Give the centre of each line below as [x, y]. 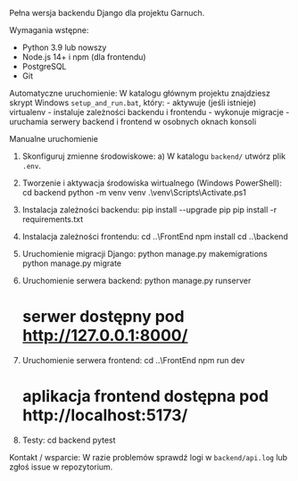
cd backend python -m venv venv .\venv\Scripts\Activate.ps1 [134, 192]
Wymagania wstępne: [49, 30]
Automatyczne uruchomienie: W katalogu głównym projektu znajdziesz [140, 93]
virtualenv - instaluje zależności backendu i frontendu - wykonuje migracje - [149, 112]
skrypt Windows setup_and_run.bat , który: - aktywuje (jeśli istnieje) [133, 103]
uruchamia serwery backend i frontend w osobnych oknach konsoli [133, 121]
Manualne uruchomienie [54, 139]
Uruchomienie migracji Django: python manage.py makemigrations [145, 254]
